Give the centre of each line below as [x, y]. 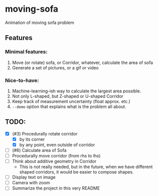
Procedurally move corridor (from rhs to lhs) [56, 155]
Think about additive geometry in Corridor [54, 161]
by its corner [32, 139]
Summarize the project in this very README [56, 188]
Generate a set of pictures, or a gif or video [55, 67]
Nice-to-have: [22, 80]
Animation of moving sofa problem [40, 22]
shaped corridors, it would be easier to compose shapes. [76, 172]
